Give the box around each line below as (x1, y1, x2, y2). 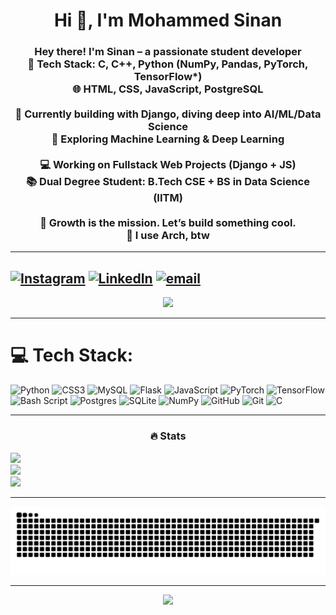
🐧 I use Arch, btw (126, 229, 210, 243)
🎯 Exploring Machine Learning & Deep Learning (51, 132, 285, 146)
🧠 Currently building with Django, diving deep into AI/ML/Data (14, 107, 322, 121)
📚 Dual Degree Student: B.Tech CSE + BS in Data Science (26, 175, 310, 189)
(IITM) (153, 191, 183, 205)
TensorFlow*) (133, 70, 203, 84)
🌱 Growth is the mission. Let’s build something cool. (39, 216, 297, 230)
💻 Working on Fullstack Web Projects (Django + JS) (39, 158, 297, 172)
